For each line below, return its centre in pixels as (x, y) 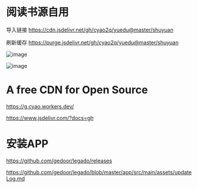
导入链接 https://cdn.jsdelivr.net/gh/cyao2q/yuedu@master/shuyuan (90, 30)
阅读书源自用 (38, 12)
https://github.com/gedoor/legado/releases (59, 161)
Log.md (15, 178)
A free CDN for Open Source (77, 90)
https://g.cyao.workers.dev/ (40, 106)
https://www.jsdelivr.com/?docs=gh (50, 118)
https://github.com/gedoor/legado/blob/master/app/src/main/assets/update (99, 172)
